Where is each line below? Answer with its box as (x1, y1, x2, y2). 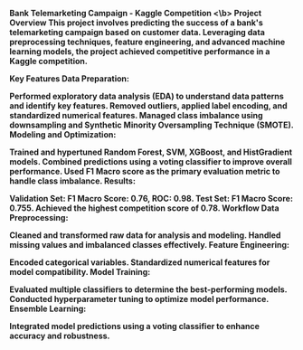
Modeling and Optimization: (9, 129, 117, 139)
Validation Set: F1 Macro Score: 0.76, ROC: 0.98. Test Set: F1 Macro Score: (9, 194, 294, 203)
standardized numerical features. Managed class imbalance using (9, 110, 264, 120)
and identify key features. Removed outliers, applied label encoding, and (9, 100, 288, 111)
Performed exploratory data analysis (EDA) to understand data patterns (9, 90, 285, 101)
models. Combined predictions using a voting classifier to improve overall (9, 156, 292, 166)
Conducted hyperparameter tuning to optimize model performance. (9, 294, 270, 304)
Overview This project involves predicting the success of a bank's (9, 17, 264, 28)
